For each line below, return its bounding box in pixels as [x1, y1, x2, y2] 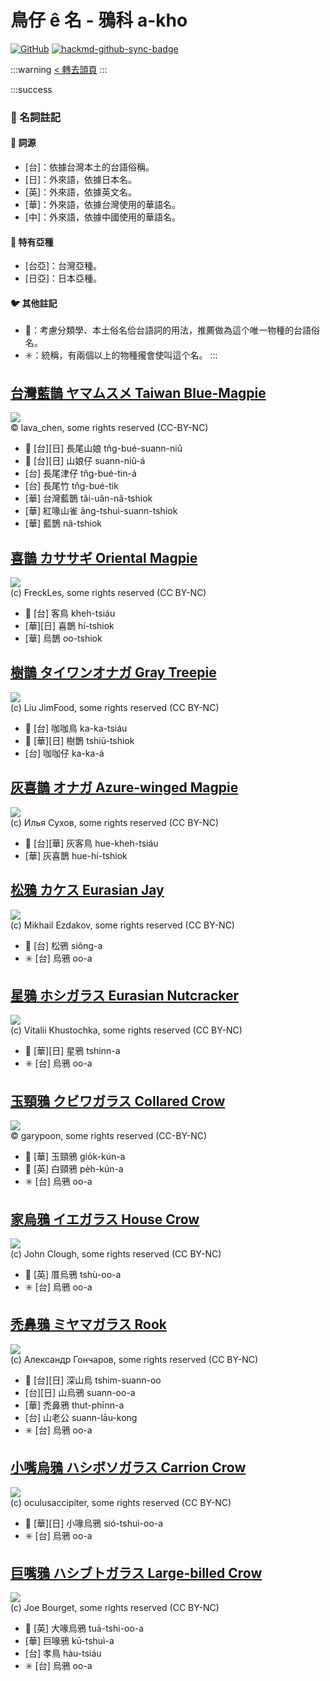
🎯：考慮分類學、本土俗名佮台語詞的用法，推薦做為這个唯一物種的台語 [24, 324, 312, 336]
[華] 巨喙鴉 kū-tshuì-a [24, 1635, 115, 1647]
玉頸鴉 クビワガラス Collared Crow [10, 1092, 226, 1110]
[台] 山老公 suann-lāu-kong [24, 1411, 138, 1423]
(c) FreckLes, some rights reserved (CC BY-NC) [10, 587, 207, 599]
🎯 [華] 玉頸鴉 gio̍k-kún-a [24, 1151, 126, 1163]
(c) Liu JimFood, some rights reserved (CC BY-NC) [10, 701, 220, 713]
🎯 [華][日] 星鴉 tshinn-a [24, 1045, 121, 1057]
